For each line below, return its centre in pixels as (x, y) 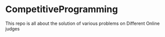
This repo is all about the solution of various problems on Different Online (82, 23)
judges (13, 28)
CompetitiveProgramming (62, 9)
